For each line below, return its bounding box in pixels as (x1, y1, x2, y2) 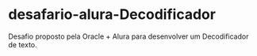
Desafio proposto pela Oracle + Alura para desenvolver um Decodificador (8, 32, 249, 41)
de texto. (8, 39, 37, 49)
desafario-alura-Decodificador (8, 6, 217, 24)
